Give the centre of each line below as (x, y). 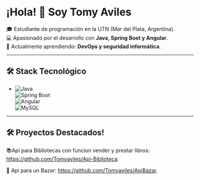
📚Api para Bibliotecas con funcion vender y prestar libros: (78, 150)
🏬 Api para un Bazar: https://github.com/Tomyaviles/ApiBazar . (82, 170)
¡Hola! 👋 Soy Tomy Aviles (69, 12)
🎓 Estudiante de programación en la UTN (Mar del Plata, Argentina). (90, 29)
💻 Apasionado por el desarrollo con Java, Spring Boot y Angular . (87, 37)
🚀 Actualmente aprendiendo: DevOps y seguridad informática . (84, 46)
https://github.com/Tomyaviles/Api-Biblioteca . (62, 159)
